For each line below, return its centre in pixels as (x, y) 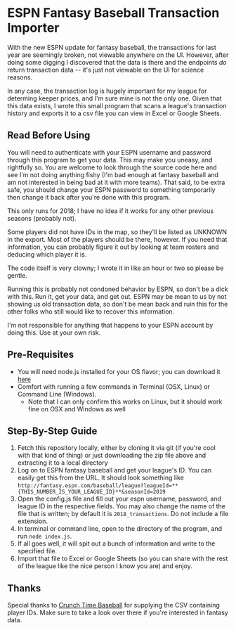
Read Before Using (49, 135)
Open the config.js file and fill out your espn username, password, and (119, 499)
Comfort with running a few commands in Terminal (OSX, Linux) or (114, 386)
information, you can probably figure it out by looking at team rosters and (113, 247)
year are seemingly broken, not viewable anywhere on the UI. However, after (118, 55)
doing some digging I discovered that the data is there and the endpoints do (117, 62)
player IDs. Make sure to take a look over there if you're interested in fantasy (118, 612)
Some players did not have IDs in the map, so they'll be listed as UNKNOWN (117, 232)
